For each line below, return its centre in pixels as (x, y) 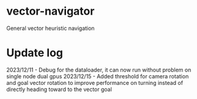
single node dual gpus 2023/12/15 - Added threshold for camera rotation (98, 76)
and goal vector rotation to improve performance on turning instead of (95, 82)
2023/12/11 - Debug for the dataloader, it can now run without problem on (99, 70)
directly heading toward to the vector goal (59, 89)
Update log (35, 53)
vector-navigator (50, 11)
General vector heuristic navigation (50, 28)
